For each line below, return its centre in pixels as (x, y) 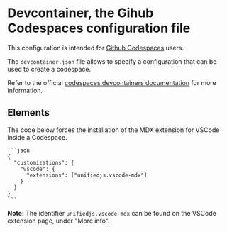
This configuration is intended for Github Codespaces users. (96, 48)
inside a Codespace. (37, 137)
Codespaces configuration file (99, 28)
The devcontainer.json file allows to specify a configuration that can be (112, 61)
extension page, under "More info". (59, 221)
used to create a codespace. (49, 69)
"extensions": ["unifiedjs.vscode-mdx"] (87, 175)
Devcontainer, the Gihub (81, 13)
